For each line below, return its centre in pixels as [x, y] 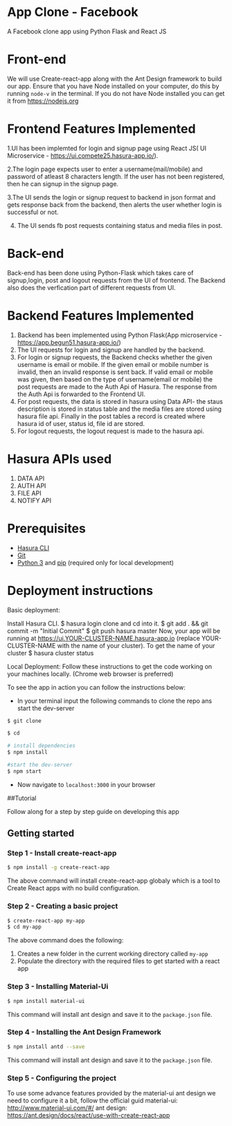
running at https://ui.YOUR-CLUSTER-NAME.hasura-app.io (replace [104, 638]
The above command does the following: [65, 940]
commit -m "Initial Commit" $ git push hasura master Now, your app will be [114, 630]
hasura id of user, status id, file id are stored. [81, 423]
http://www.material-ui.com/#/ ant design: [68, 1108]
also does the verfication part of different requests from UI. [91, 287]
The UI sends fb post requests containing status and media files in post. [120, 225]
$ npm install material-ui [46, 1001]
